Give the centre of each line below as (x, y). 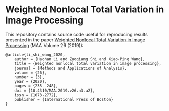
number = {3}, (29, 77)
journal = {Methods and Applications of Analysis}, (71, 68)
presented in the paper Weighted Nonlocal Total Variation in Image (76, 40)
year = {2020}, (31, 81)
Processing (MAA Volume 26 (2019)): (45, 45)
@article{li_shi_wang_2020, (35, 55)
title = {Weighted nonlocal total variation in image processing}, (88, 63)
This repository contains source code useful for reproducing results (77, 34)
